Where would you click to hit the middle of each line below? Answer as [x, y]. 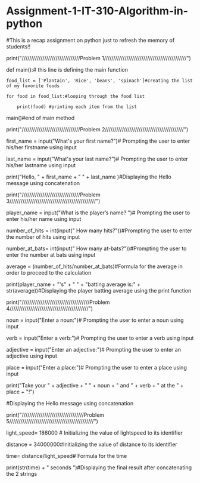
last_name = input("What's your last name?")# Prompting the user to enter [97, 159]
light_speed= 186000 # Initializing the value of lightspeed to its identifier [94, 433]
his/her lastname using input [41, 165]
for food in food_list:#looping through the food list [76, 96]
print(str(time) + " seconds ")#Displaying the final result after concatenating [99, 467]
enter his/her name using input [44, 219]
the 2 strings [22, 473]
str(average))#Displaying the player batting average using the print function [99, 290]
